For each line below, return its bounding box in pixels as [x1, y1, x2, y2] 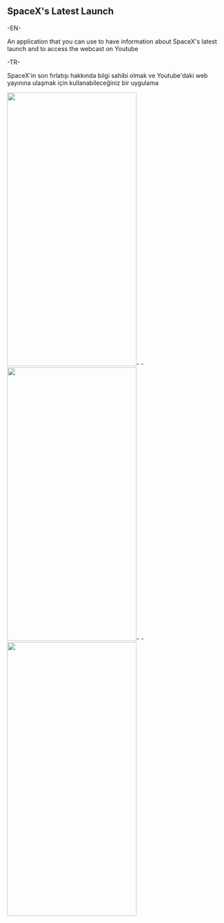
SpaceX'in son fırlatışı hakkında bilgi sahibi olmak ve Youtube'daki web [7, 71, 208, 79]
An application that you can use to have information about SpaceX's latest [7, 37, 217, 46]
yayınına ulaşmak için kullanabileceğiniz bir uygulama [7, 79, 159, 87]
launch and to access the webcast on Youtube [7, 44, 139, 52]
